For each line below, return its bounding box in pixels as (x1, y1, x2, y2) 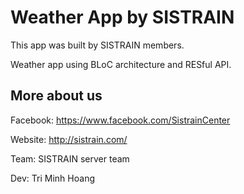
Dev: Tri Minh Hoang (10, 172, 95, 184)
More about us (10, 87, 103, 105)
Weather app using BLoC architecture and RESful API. (10, 58, 232, 70)
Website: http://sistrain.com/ (10, 133, 128, 145)
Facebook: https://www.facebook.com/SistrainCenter (10, 114, 231, 126)
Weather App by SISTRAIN (10, 6, 235, 29)
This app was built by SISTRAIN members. (10, 39, 185, 51)
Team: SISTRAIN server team (10, 152, 130, 165)
